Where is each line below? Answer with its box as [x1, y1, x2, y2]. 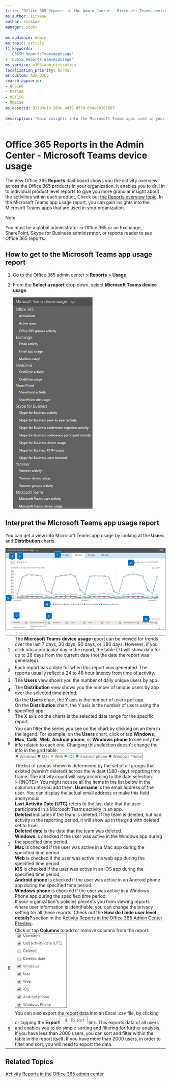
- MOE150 [5, 100, 24, 105]
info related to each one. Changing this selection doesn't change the [15, 742, 158, 748]
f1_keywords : [5, 46, 33, 51]
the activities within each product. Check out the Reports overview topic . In [5, 194, 163, 200]
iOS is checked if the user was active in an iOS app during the [15, 866, 144, 872]
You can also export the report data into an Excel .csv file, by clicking [15, 1010, 159, 1017]
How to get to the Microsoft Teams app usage [5, 250, 153, 259]
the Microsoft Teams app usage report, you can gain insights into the [5, 200, 150, 206]
